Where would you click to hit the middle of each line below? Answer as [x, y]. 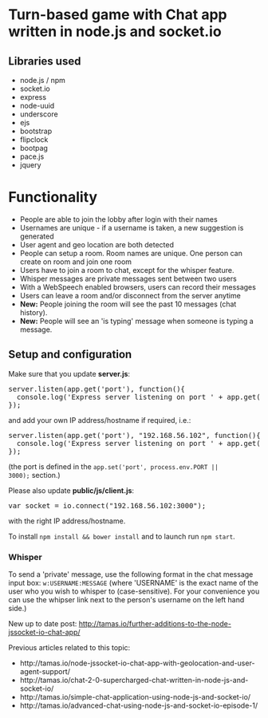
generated [37, 236]
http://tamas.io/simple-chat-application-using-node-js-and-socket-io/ [135, 697]
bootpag [33, 148]
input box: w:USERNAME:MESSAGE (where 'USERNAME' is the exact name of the [134, 583]
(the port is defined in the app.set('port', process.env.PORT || [114, 466]
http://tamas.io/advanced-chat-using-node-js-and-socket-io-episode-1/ [138, 706]
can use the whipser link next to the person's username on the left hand [126, 600]
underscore [39, 114]
